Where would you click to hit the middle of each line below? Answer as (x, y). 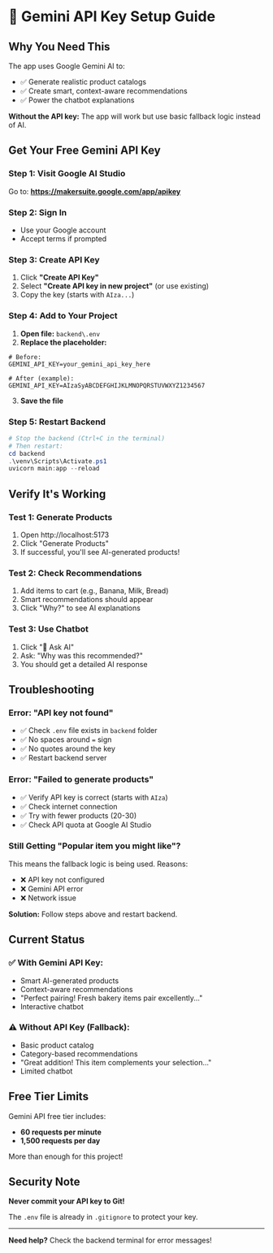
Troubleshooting (52, 689)
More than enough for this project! (66, 1156)
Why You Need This (59, 47)
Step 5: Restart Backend (57, 422)
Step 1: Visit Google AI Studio (67, 174)
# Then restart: (36, 446)
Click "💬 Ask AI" (47, 647)
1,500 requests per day (60, 1140)
